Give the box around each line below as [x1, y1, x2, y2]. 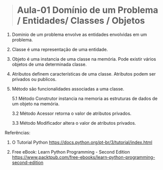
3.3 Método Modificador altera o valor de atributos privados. [11, 120, 137, 126]
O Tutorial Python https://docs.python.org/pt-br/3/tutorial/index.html [11, 139, 153, 145]
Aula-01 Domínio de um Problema [16, 4, 159, 16]
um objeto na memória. [11, 100, 60, 106]
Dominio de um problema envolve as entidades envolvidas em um [11, 31, 148, 37]
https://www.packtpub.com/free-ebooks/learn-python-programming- [11, 154, 156, 160]
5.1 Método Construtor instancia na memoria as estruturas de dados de [11, 95, 158, 101]
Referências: [4, 129, 31, 136]
